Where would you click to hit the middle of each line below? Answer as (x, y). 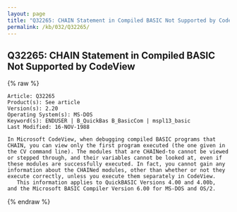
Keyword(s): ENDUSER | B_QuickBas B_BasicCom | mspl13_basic (99, 121)
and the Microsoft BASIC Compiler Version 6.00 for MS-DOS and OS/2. (112, 189)
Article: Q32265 (31, 96)
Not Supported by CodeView (71, 67)
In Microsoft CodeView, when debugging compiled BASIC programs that (112, 139)
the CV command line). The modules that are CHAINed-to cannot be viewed (118, 152)
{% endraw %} (29, 202)
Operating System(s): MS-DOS (50, 115)
